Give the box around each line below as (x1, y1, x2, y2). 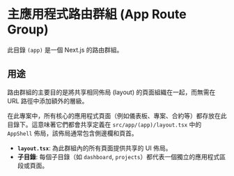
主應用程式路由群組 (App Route (7, 6, 187, 22)
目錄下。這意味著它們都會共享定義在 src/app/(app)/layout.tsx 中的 (7, 120, 202, 129)
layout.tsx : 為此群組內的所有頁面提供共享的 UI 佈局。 (17, 144, 172, 152)
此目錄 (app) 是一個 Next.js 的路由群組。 (7, 45, 123, 54)
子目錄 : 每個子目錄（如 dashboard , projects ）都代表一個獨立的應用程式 (17, 152, 220, 161)
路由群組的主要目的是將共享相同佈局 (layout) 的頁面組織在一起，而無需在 (7, 88, 216, 96)
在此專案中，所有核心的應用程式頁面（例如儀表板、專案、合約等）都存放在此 (7, 111, 227, 119)
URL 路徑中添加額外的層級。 (7, 96, 88, 105)
